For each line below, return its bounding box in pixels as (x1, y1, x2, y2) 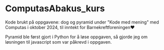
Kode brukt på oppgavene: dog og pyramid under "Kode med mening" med (5, 19, 159, 25)
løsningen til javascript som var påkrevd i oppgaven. (5, 39, 112, 45)
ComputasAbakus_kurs (5, 3, 105, 14)
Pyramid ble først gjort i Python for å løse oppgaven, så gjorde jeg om (5, 34, 148, 40)
